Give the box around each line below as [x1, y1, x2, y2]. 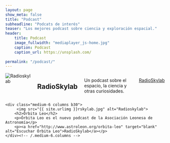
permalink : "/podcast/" [5, 59, 56, 64]
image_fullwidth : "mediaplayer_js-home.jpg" [14, 40, 110, 45]
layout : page [5, 7, 33, 13]
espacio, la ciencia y [84, 83, 127, 89]
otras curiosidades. [84, 88, 124, 94]
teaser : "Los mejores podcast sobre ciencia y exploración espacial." [5, 26, 157, 31]
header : [5, 31, 22, 36]
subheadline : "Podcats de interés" [5, 21, 80, 27]
